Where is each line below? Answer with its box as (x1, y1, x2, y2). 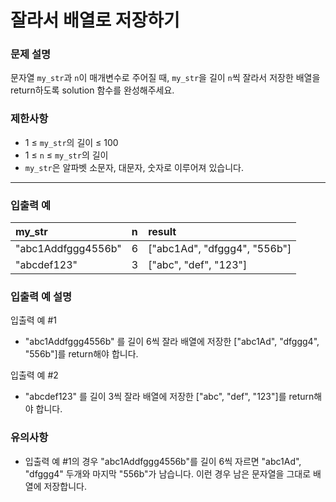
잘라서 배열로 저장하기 (10, 9, 180, 32)
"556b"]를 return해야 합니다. (24, 348, 139, 360)
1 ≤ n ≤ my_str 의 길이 (24, 149, 109, 161)
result (148, 225, 177, 239)
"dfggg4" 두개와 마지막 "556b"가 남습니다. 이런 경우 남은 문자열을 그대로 (24, 467, 312, 480)
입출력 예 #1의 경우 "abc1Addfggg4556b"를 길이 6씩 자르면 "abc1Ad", (24, 455, 302, 467)
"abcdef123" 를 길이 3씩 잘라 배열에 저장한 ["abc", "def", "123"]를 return (24, 391, 315, 403)
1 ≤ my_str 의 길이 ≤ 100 (24, 136, 119, 148)
